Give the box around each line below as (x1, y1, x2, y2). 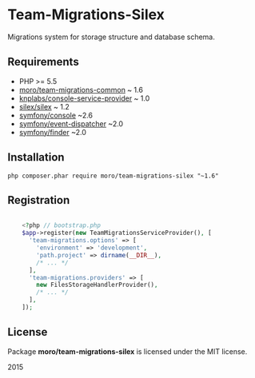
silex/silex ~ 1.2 (18, 101, 70, 111)
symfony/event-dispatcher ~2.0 (18, 118, 124, 129)
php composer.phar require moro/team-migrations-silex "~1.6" (7, 172, 219, 180)
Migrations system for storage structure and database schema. (7, 32, 215, 42)
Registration (7, 193, 70, 207)
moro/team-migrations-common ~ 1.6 (18, 85, 143, 94)
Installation (7, 150, 65, 165)
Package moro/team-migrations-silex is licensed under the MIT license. (7, 346, 248, 356)
